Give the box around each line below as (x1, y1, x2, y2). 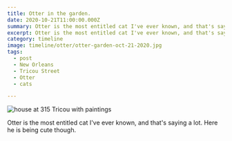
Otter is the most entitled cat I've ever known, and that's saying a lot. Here (7, 118, 218, 127)
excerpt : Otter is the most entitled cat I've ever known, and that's (7, 29, 215, 36)
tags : (7, 49, 23, 56)
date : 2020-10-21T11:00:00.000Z (7, 17, 100, 23)
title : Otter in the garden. (7, 10, 91, 17)
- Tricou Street (13, 67, 60, 74)
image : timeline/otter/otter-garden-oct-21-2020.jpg (7, 42, 162, 49)
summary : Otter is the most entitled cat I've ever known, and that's (7, 23, 215, 30)
